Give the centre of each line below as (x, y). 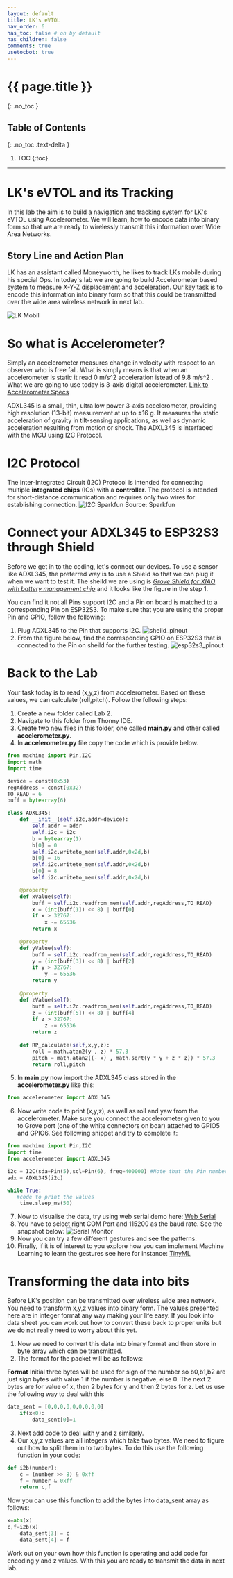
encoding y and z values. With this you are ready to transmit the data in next (116, 1561)
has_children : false (37, 40)
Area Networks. (29, 234)
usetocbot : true (31, 53)
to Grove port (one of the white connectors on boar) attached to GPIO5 (118, 1126)
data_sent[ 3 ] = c (45, 1534)
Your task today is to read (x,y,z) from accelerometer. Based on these (106, 692)
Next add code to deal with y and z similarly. (80, 1433)
